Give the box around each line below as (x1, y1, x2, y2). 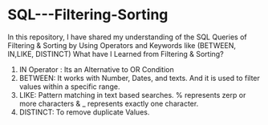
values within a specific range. (18, 82, 120, 91)
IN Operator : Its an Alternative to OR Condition (18, 64, 174, 74)
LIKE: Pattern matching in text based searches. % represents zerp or (18, 90, 246, 99)
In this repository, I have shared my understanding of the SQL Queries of (7, 32, 247, 42)
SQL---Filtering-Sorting (7, 6, 169, 24)
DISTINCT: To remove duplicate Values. (18, 107, 150, 117)
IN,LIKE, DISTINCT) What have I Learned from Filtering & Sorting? (7, 49, 224, 58)
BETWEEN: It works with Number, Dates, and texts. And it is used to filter (18, 73, 260, 83)
